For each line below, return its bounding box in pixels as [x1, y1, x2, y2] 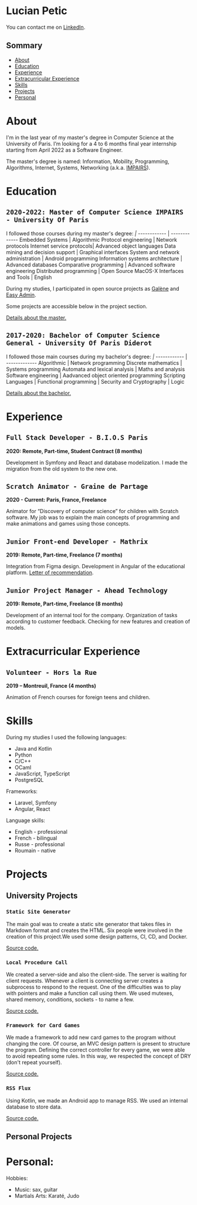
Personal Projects [6, 1131, 72, 1142]
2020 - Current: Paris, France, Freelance [6, 496, 107, 504]
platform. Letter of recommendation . [6, 569, 94, 576]
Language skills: [6, 817, 46, 824]
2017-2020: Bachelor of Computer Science [6, 331, 160, 339]
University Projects [6, 891, 78, 901]
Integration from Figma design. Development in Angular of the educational [6, 563, 185, 570]
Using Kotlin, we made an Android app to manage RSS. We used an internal [6, 1097, 188, 1104]
